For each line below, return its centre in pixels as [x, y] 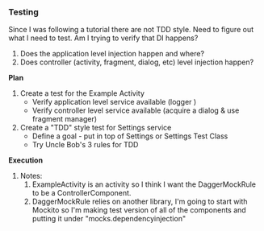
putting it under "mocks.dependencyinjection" [109, 219]
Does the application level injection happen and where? [112, 54]
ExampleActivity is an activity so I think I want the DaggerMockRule [144, 184]
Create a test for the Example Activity [82, 93]
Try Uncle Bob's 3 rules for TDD [85, 145]
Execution [25, 160]
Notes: [31, 176]
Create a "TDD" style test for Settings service [96, 128]
